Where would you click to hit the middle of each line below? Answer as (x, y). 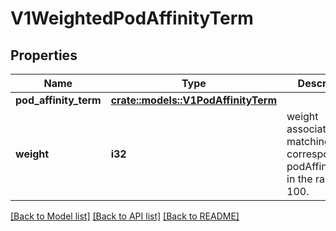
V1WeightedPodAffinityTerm (132, 18)
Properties (44, 55)
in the (299, 179)
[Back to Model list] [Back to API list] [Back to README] (125, 216)
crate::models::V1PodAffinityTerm (193, 100)
